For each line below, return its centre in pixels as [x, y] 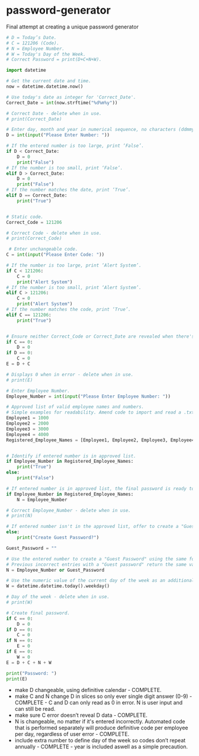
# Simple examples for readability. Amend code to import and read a [94, 412]
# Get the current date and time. [49, 81]
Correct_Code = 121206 [34, 222]
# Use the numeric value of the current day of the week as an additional [100, 581]
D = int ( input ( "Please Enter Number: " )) [58, 135]
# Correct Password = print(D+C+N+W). [54, 60]
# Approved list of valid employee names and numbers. [75, 407]
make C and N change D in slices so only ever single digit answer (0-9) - [103, 696]
